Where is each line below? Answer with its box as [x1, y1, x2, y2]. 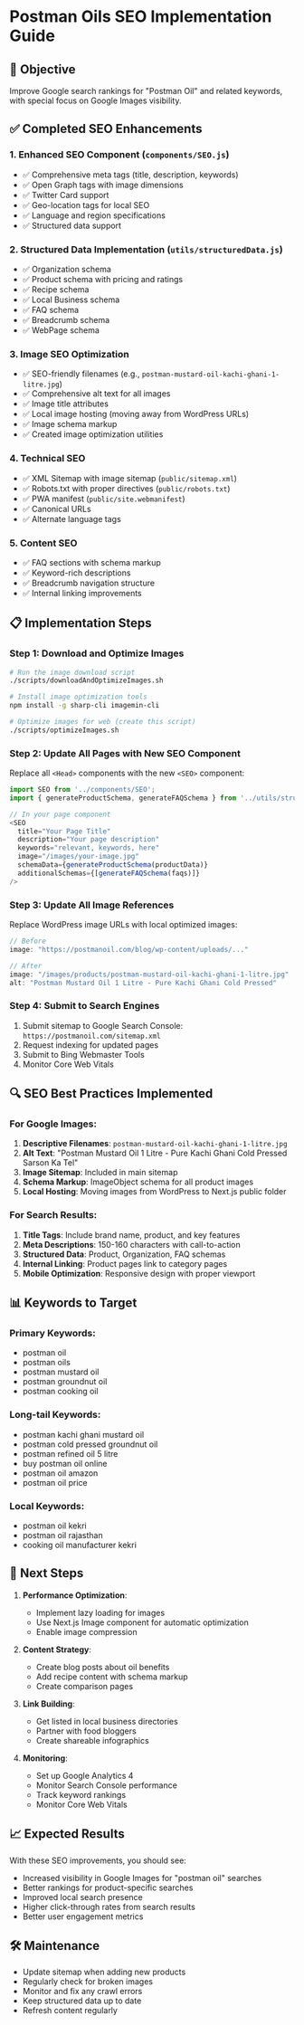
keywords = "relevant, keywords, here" [17, 843, 160, 852]
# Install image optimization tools [9, 692, 147, 702]
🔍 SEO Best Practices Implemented [9, 1086, 214, 1101]
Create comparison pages [35, 1680, 134, 1691]
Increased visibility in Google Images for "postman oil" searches [22, 1872, 262, 1883]
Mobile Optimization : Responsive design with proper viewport [22, 1268, 256, 1279]
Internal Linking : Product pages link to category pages [22, 1258, 228, 1269]
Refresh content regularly [22, 2005, 118, 2016]
